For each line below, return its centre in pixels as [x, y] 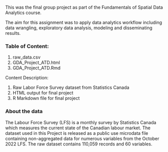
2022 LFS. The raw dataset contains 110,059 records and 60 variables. [79, 144]
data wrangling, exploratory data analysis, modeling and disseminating [79, 28]
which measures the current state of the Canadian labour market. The [78, 128]
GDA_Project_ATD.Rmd [36, 68]
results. [13, 33]
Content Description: [27, 78]
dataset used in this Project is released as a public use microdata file [77, 133]
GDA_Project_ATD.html [36, 63]
